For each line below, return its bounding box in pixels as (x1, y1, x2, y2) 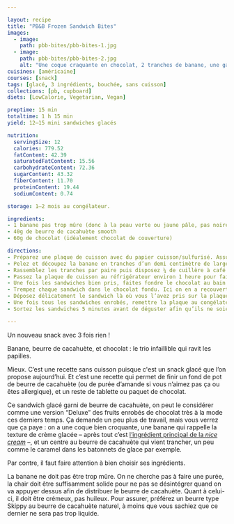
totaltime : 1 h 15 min (7, 113, 73, 120)
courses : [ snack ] (7, 74, 58, 81)
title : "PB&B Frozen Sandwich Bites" (7, 22, 117, 30)
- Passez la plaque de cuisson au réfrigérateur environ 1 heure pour (7, 273, 217, 280)
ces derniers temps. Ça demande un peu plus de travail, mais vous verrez (7, 415, 219, 424)
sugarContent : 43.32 (13, 171, 73, 178)
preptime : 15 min (7, 106, 58, 113)
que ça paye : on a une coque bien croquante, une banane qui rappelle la (7, 422, 217, 431)
